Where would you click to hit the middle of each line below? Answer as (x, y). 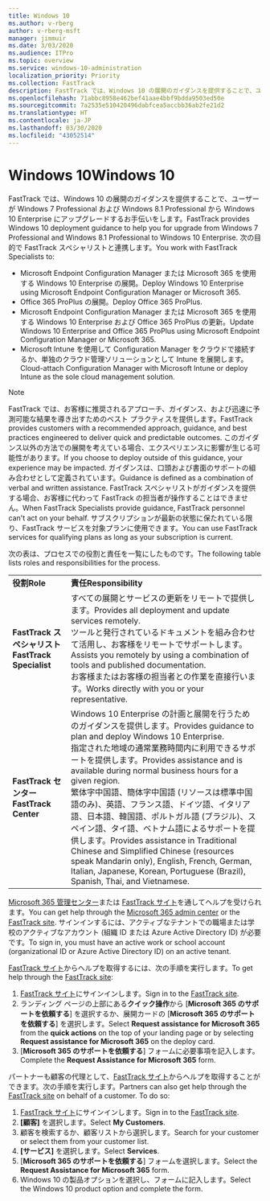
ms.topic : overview (41, 61)
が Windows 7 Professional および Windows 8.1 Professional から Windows (132, 208)
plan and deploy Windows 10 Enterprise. (148, 736)
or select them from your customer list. (84, 1141)
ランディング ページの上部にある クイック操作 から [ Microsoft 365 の (132, 1003)
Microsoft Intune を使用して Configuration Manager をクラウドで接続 (134, 349)
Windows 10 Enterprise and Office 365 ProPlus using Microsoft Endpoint (140, 331)
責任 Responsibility (107, 582)
